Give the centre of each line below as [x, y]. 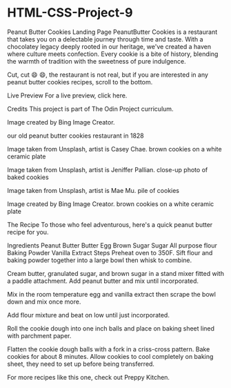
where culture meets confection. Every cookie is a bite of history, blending [113, 54]
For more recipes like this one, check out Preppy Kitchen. [89, 377]
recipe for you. [28, 232]
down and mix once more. [44, 302]
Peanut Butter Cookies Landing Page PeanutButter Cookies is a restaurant [112, 32]
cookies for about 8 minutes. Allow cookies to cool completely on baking [110, 356]
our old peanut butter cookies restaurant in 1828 [76, 136]
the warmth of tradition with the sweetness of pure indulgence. [97, 61]
